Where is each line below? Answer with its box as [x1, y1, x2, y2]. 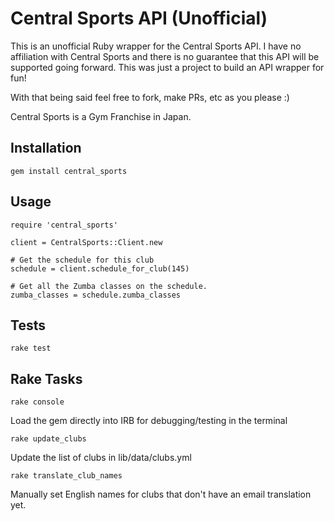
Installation [10, 140, 82, 157]
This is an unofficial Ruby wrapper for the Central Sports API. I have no [10, 40, 302, 52]
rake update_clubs [10, 434, 87, 444]
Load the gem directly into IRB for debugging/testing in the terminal [10, 415, 288, 427]
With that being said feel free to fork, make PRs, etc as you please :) [10, 91, 290, 103]
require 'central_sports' [10, 220, 118, 230]
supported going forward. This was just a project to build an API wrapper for [10, 61, 325, 73]
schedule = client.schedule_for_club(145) [10, 263, 190, 274]
